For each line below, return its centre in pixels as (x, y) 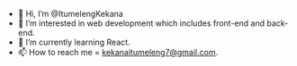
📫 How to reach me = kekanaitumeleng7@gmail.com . (118, 52)
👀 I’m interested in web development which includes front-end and (141, 23)
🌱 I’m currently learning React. (74, 42)
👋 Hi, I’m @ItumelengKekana (70, 14)
